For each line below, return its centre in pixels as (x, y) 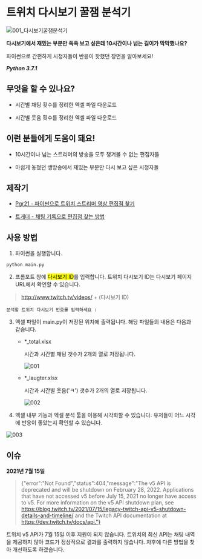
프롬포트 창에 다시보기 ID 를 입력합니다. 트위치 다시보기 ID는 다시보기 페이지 (103, 277)
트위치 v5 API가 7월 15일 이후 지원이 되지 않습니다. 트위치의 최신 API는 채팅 (95, 534)
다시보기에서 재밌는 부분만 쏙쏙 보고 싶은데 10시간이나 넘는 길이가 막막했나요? (97, 43)
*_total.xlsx (37, 342)
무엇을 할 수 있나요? (41, 89)
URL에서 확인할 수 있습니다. (47, 284)
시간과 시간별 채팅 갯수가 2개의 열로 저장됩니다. (80, 354)
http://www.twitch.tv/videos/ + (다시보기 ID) (75, 297)
